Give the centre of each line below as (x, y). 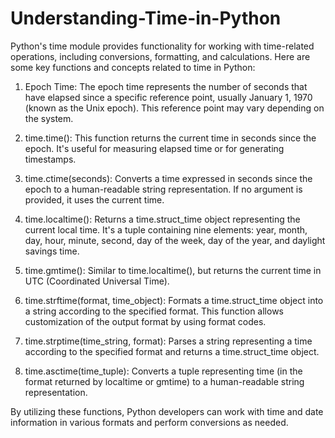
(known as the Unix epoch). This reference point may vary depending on (174, 108)
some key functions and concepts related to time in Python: (133, 67)
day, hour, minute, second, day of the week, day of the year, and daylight (175, 240)
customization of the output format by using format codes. (145, 321)
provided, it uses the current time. (94, 199)
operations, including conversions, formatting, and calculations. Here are (160, 56)
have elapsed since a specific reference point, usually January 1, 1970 (168, 97)
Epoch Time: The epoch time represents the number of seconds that (166, 86)
